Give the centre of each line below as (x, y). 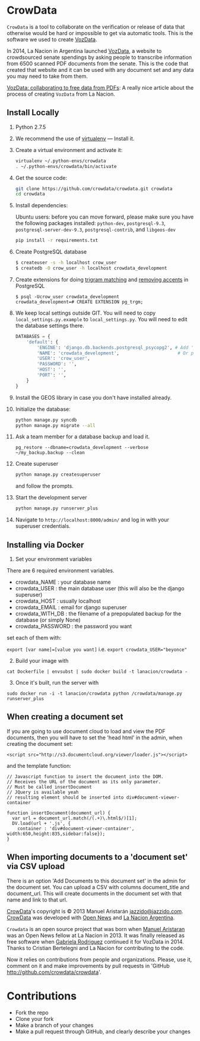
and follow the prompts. (44, 486)
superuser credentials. (43, 526)
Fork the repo (32, 1012)
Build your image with (42, 660)
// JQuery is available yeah (43, 792)
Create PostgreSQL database (51, 252)
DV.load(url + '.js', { (41, 823)
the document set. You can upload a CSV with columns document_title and (98, 887)
